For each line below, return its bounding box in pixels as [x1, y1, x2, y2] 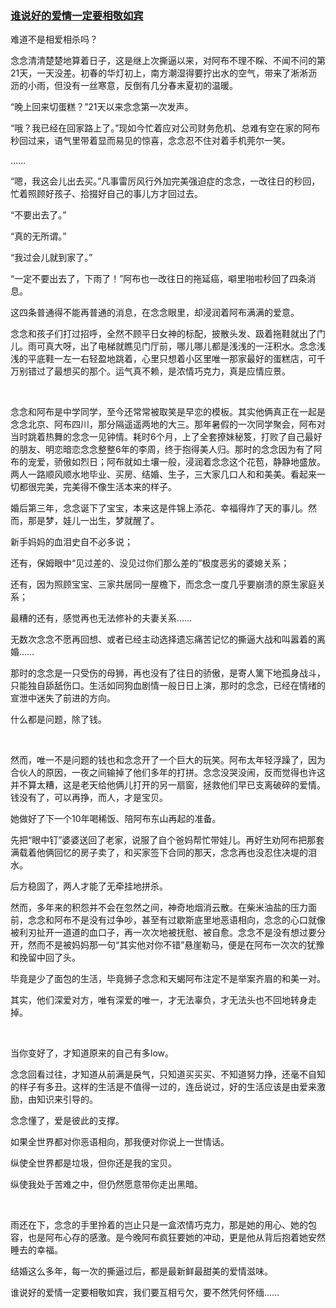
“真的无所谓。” [10, 230, 67, 242]
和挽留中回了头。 [10, 952, 81, 964]
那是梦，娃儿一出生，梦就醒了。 [27, 515, 160, 527]
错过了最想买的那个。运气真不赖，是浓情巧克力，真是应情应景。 [27, 365, 291, 377]
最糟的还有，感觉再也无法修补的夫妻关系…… [10, 612, 193, 624]
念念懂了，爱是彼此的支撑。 [10, 1115, 125, 1127]
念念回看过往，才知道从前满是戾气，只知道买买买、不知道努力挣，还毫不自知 [10, 1068, 326, 1081]
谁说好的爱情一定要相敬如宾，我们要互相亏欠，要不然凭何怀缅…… [10, 1287, 280, 1299]
